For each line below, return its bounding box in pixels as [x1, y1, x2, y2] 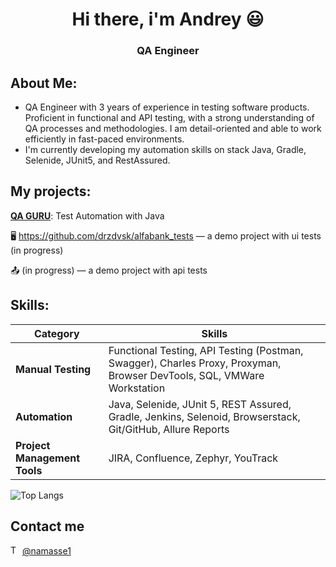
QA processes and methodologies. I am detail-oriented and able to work [24, 122, 322, 134]
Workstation [108, 381, 166, 395]
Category [33, 326, 80, 340]
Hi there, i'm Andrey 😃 [71, 8, 265, 31]
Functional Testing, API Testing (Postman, [108, 343, 304, 357]
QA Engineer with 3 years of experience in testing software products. [24, 101, 310, 113]
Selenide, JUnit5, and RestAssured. [24, 154, 171, 166]
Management [15, 451, 81, 465]
